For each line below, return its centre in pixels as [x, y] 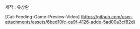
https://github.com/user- [107, 17]
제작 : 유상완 [17, 7]
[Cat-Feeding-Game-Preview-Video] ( [44, 17]
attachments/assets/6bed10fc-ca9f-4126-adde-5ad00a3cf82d [70, 22]
